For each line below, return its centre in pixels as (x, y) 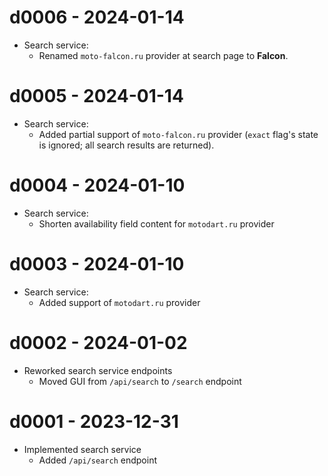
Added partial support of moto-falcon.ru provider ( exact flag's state (178, 134)
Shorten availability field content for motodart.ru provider (156, 223)
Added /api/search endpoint (97, 460)
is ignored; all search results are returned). (126, 145)
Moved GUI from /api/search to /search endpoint (140, 381)
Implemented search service (82, 449)
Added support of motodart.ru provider (119, 302)
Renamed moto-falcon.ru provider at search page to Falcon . (163, 55)
